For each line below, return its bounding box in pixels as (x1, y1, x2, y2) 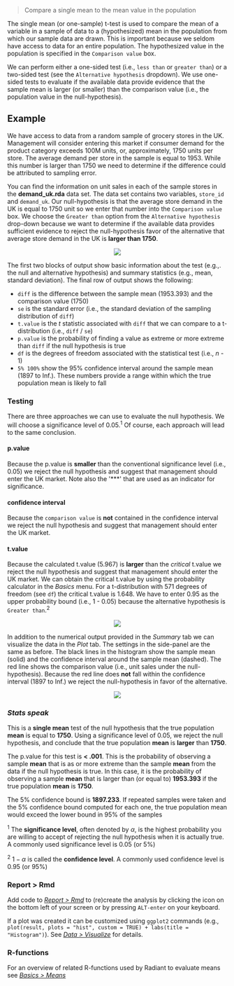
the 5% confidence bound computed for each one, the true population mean (7, 803, 228, 812)
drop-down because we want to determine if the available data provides (7, 219, 215, 228)
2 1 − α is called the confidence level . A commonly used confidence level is (7, 854, 225, 863)
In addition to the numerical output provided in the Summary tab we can (7, 633, 214, 641)
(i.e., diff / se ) (51, 326, 93, 335)
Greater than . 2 (7, 605, 50, 615)
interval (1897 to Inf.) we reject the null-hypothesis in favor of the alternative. (7, 677, 228, 686)
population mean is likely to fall (17, 378, 107, 387)
